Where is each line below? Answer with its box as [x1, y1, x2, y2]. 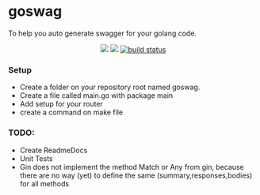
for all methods [19, 178, 70, 188]
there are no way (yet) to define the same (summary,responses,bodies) [19, 171, 253, 180]
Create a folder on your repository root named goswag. [19, 82, 201, 92]
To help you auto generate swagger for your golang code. [8, 28, 197, 38]
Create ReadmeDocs [19, 145, 88, 155]
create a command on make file [19, 107, 124, 117]
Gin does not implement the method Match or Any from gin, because [19, 162, 244, 171]
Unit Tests [19, 153, 53, 163]
